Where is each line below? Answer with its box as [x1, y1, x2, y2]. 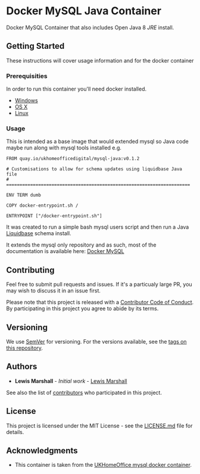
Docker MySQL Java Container [6, 4, 162, 18]
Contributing [6, 265, 55, 275]
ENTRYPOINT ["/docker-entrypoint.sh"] [6, 213, 102, 219]
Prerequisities [6, 71, 48, 80]
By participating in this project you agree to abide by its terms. [6, 305, 159, 312]
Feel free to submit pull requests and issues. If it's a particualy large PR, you [6, 281, 192, 288]
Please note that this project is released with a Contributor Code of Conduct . [6, 299, 194, 306]
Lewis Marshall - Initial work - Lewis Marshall [14, 377, 127, 385]
